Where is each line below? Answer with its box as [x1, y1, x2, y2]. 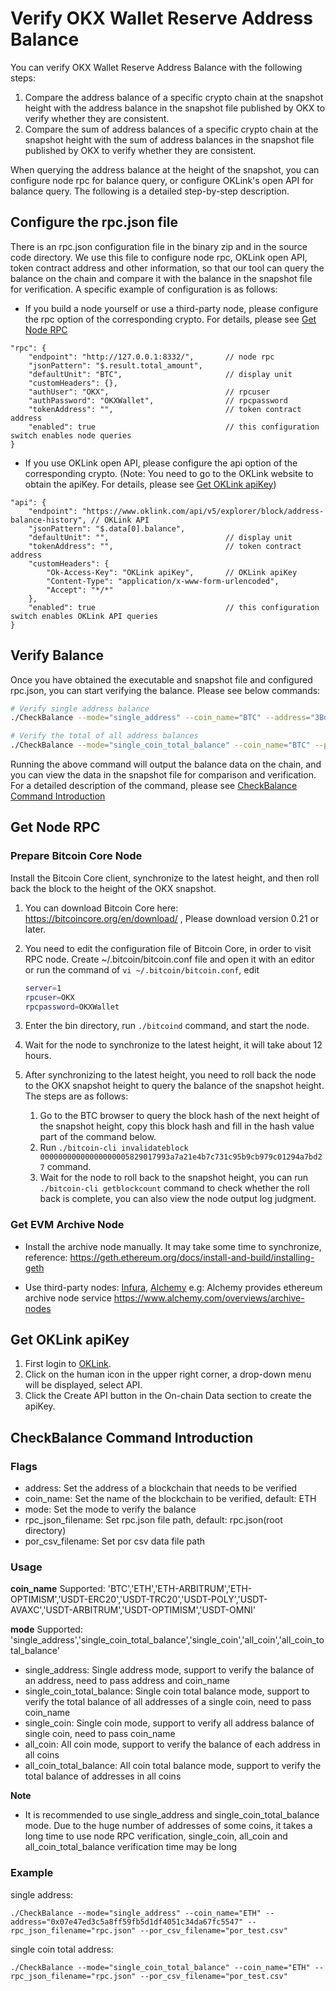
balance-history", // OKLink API [10, 515, 150, 525]
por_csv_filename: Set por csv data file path [24, 1535, 206, 1547]
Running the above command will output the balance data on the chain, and [10, 758, 322, 771]
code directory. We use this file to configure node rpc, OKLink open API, [10, 251, 308, 263]
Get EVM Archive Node [10, 1218, 125, 1232]
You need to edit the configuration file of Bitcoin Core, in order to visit [24, 942, 312, 954]
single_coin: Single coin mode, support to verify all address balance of [24, 1717, 315, 1729]
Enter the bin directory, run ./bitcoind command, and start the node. [24, 1020, 310, 1032]
